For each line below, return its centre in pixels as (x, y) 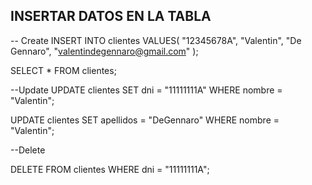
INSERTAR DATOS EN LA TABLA (111, 16)
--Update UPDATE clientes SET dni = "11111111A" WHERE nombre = (146, 90)
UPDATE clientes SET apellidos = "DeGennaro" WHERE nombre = (145, 120)
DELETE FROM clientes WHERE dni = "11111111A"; (110, 169)
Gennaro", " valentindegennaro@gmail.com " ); (104, 51)
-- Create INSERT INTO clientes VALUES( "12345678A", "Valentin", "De (156, 40)
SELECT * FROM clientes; (63, 70)
